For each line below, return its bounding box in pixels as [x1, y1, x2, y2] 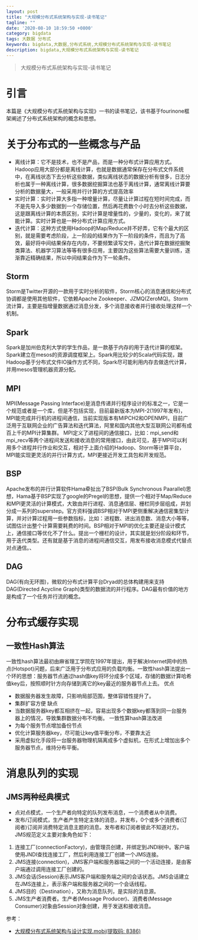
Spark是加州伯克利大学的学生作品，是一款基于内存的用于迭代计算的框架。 [6, 344, 186, 351]
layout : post [6, 8, 38, 15]
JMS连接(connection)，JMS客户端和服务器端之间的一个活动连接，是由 [14, 858, 187, 865]
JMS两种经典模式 [6, 792, 70, 802]
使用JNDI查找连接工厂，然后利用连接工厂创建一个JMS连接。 [14, 850, 162, 858]
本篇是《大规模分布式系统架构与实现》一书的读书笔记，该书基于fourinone [6, 107, 184, 114]
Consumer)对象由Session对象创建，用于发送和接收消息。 [14, 902, 154, 909]
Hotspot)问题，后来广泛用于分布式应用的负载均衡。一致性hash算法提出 [13, 665, 186, 672]
